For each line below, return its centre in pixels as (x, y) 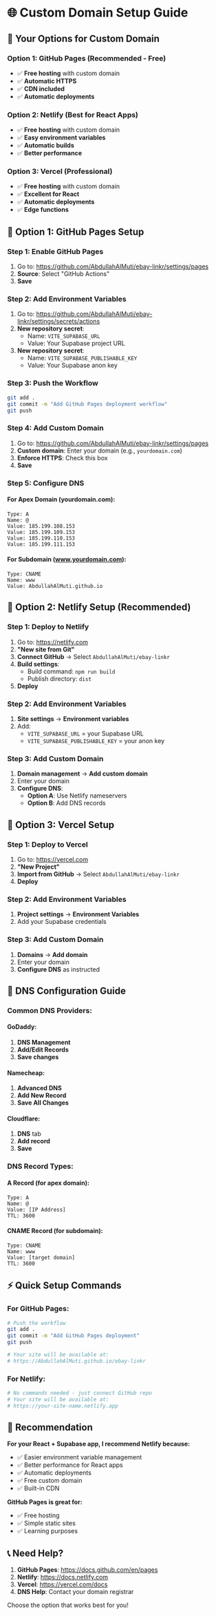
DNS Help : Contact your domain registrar (75, 1592)
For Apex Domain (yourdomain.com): (61, 500)
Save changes (38, 1057)
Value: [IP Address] (37, 1210)
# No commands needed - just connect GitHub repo (80, 1393)
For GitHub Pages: (38, 1309)
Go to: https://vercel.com (52, 859)
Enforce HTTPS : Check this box (62, 457)
